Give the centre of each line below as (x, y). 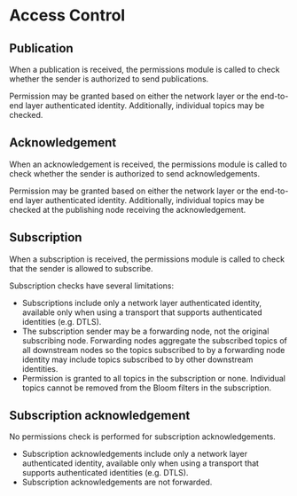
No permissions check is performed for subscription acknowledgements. (143, 437)
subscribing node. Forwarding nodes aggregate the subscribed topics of (155, 340)
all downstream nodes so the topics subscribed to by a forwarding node (153, 350)
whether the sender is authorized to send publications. (109, 79)
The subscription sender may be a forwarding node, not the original (145, 331)
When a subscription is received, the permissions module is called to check (147, 259)
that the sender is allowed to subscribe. (81, 268)
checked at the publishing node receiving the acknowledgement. (128, 209)
